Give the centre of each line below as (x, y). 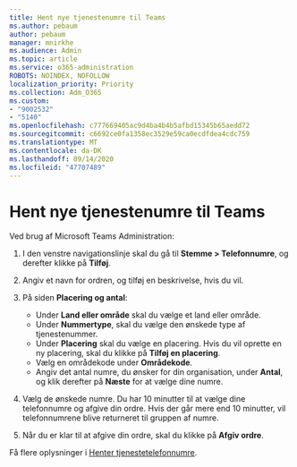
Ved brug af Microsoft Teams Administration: (92, 236)
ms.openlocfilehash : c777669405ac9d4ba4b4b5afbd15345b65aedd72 (130, 126)
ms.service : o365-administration (72, 68)
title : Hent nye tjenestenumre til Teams (88, 17)
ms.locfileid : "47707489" (57, 167)
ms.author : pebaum (43, 26)
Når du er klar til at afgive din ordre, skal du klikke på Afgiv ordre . (143, 436)
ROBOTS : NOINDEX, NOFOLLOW (59, 76)
